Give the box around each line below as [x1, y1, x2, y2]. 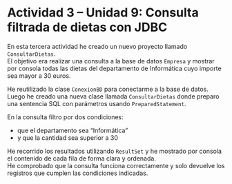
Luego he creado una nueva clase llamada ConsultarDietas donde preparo [7, 92, 220, 101]
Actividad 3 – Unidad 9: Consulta [7, 5, 199, 21]
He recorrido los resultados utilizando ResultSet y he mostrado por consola [7, 147, 222, 155]
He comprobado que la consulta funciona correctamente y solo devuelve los [7, 161, 225, 170]
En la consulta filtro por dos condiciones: [7, 112, 124, 121]
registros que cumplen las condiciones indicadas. [7, 169, 148, 177]
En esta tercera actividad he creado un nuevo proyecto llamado [7, 42, 188, 50]
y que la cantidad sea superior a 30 [17, 133, 119, 142]
